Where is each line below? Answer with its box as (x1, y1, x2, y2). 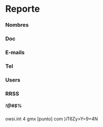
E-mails (5, 49, 25, 56)
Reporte (5, 3, 40, 15)
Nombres (5, 22, 29, 29)
